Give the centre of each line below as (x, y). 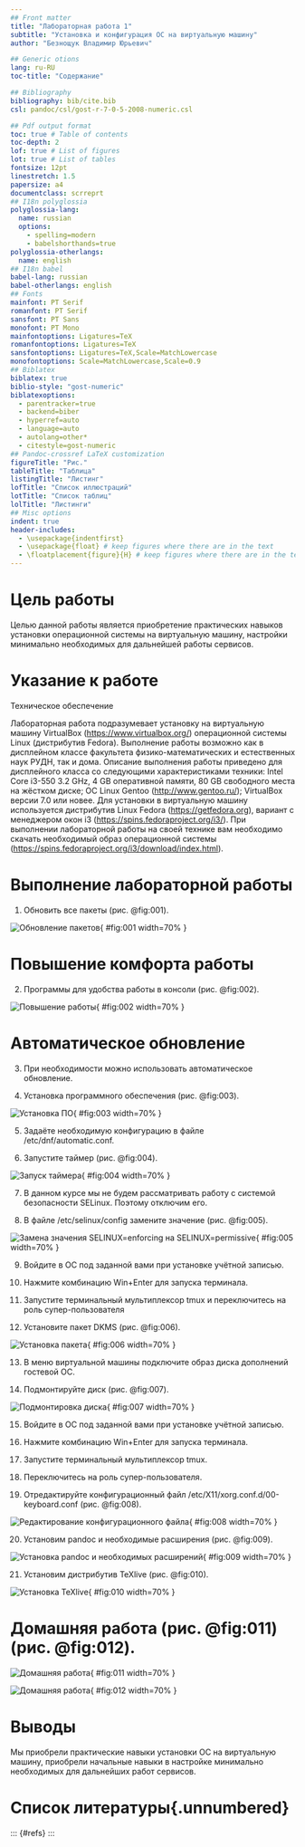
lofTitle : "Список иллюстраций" (71, 488)
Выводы (43, 1727)
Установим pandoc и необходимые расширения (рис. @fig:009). (148, 1539)
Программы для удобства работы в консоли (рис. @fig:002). (141, 989)
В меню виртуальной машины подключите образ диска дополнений (156, 1362)
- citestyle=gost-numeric (67, 445)
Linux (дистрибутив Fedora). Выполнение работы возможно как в (137, 742)
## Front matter (41, 18)
